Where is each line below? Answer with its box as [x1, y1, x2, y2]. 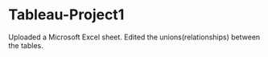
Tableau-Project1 [8, 6, 125, 24]
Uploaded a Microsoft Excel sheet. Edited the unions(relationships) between [8, 32, 261, 42]
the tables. [8, 40, 44, 50]
